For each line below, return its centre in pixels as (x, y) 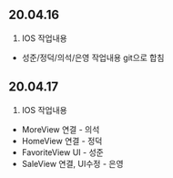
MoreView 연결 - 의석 (61, 129)
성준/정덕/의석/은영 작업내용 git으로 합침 (93, 58)
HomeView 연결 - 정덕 (62, 141)
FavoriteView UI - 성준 (62, 152)
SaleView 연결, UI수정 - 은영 (72, 163)
